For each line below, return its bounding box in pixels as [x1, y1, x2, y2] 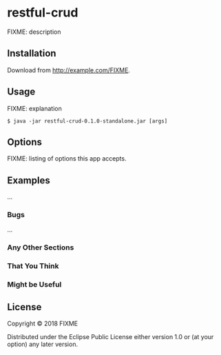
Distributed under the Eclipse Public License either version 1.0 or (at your [7, 333, 214, 341]
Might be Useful [7, 280, 62, 290]
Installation [7, 48, 56, 59]
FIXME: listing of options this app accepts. [7, 154, 127, 163]
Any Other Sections [7, 243, 74, 252]
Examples [7, 174, 50, 186]
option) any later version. [7, 340, 78, 349]
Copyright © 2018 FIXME [7, 319, 78, 328]
